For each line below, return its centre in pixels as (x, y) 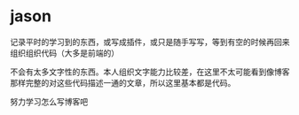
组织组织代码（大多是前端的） (64, 53)
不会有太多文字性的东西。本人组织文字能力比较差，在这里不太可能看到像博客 (150, 72)
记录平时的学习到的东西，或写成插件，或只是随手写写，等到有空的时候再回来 (150, 42)
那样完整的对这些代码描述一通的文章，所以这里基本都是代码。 (123, 82)
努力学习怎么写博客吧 (49, 101)
